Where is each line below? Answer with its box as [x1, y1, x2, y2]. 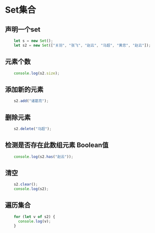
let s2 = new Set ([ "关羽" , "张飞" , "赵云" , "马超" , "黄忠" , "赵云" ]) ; [14, 43, 151, 48]
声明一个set [5, 25, 40, 33]
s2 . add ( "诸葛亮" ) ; [14, 99, 49, 103]
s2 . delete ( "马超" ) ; [14, 126, 52, 131]
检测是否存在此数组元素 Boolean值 [5, 141, 109, 150]
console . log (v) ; [17, 219, 51, 224]
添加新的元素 [5, 85, 44, 94]
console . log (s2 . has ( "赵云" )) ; [14, 154, 74, 159]
